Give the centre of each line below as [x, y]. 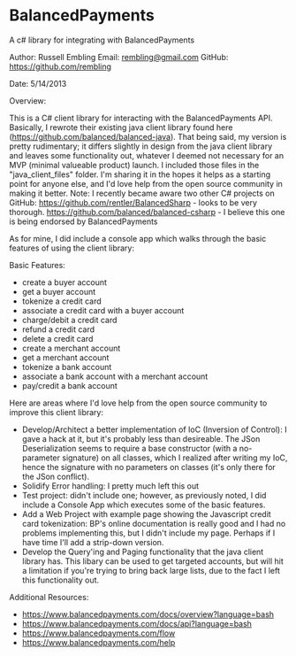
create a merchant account [71, 348]
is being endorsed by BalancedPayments [83, 221]
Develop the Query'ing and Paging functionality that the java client [143, 552]
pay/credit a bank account [69, 385]
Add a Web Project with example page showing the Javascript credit [146, 513]
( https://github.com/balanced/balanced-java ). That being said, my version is [148, 136]
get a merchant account [65, 357]
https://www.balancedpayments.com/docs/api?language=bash [137, 623]
